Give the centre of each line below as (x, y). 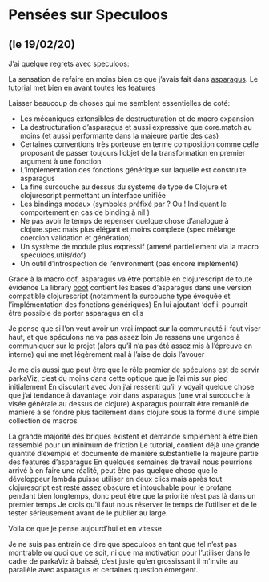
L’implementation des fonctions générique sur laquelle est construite (133, 170)
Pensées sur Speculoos (88, 15)
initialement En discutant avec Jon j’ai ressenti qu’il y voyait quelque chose (131, 387)
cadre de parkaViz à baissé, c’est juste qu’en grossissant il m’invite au (123, 561)
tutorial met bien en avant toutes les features (82, 87)
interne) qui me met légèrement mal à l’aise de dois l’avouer (106, 354)
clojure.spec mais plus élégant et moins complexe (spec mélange (128, 229)
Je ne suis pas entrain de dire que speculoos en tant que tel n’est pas (123, 544)
